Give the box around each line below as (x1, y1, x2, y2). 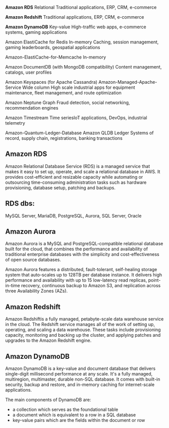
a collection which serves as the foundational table (12, 406, 119, 413)
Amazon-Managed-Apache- (98, 79, 157, 85)
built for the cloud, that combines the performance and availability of (5, 246, 148, 252)
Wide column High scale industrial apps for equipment (22, 84, 135, 90)
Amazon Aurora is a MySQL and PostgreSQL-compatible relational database (5, 241, 163, 247)
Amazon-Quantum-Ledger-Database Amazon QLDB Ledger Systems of (5, 130, 154, 136)
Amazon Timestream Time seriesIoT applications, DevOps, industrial (5, 115, 147, 121)
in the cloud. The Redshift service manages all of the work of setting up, (5, 322, 155, 328)
